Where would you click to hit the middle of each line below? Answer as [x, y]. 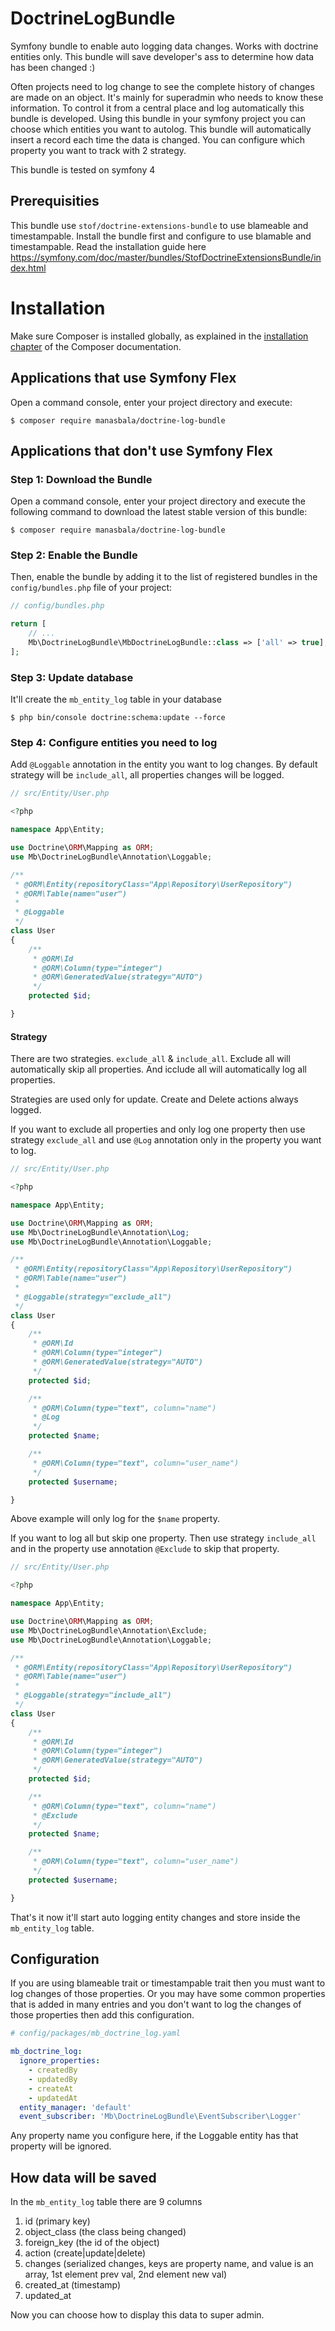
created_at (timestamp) [73, 2285]
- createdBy [53, 2070]
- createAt [51, 2088]
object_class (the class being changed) [105, 2232]
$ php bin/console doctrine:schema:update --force [118, 718]
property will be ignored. [61, 2146]
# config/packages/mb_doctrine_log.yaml [96, 2033]
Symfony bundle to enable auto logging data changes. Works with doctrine [164, 46]
